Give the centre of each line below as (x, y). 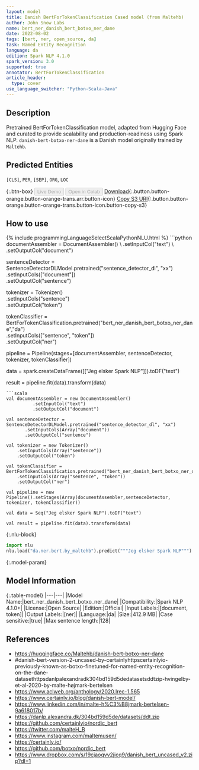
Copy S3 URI (132, 198)
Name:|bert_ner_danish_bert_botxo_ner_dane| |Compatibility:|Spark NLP (95, 601)
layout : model (24, 12)
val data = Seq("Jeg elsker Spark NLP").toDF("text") (74, 513)
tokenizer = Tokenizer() (35, 292)
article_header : (26, 78)
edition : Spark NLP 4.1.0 (38, 56)
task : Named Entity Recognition (46, 45)
